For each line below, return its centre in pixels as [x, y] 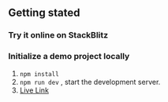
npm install [39, 74]
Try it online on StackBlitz [58, 35]
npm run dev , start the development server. [90, 82]
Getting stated [44, 13]
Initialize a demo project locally [69, 56]
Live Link [34, 90]
